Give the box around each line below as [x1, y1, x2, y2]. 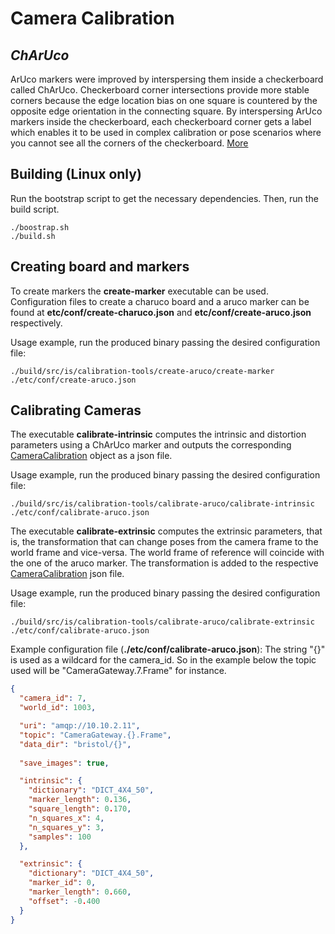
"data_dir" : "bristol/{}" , [19, 739, 132, 749]
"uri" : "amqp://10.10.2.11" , [19, 721, 141, 731]
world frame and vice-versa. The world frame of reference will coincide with [10, 547, 325, 559]
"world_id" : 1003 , [19, 703, 97, 713]
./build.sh [10, 231, 56, 241]
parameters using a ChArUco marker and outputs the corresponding [10, 439, 292, 451]
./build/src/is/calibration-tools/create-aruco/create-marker [10, 366, 275, 376]
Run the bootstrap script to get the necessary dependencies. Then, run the [10, 192, 319, 204]
